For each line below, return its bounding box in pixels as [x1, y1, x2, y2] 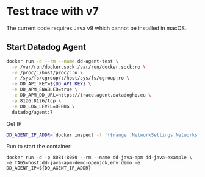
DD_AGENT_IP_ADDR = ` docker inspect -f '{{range [6, 132, 127, 138]
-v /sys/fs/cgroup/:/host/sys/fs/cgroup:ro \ [12, 75, 130, 82]
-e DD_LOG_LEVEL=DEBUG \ [12, 103, 75, 109]
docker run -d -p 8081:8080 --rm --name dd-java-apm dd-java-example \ [6, 154, 192, 161]
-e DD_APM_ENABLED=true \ [12, 86, 78, 92]
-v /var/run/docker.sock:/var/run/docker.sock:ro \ [12, 64, 146, 70]
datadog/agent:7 [12, 109, 53, 115]
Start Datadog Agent [6, 42, 87, 52]
